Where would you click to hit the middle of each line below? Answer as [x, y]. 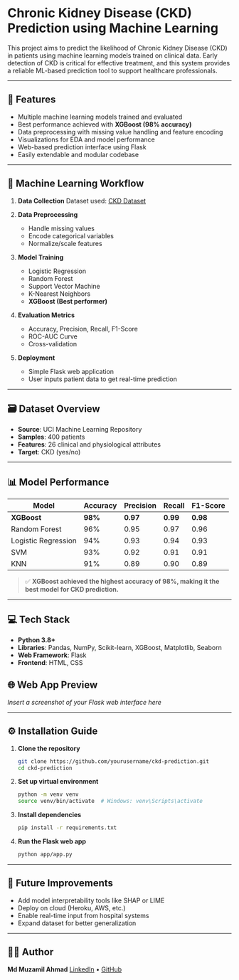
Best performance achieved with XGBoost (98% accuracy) [105, 124]
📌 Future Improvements [60, 883]
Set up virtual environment [58, 782]
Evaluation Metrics [46, 315]
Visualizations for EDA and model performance [86, 139]
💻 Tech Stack [39, 619]
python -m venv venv [48, 794]
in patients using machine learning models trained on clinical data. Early [113, 55]
